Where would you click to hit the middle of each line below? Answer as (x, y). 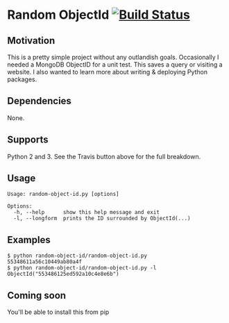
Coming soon (37, 295)
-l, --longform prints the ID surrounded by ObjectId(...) (102, 219)
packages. (22, 79)
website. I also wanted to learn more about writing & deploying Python (108, 72)
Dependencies (39, 101)
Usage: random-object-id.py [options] (63, 194)
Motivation (31, 41)
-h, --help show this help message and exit (86, 213)
